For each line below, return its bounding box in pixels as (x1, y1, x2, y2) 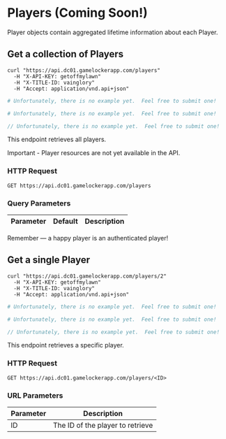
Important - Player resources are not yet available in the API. (7, 149, 181, 157)
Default (52, 216, 78, 226)
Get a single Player (7, 254, 91, 266)
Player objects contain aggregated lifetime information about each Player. (7, 28, 218, 36)
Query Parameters (7, 198, 71, 208)
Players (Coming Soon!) (7, 5, 148, 21)
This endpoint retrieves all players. (7, 135, 107, 144)
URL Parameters (7, 390, 63, 400)
